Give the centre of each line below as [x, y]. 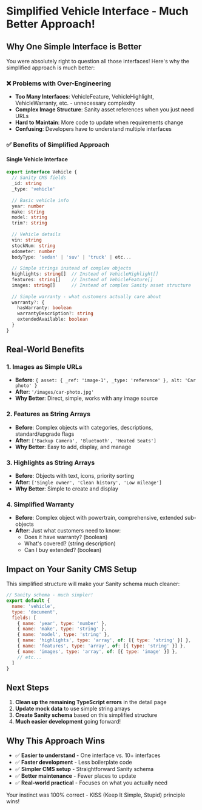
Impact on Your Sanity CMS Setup [72, 569]
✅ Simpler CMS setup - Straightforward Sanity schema [84, 769]
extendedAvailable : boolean [52, 319]
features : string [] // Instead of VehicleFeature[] [82, 280]
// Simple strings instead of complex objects [72, 268]
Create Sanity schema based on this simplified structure [86, 715]
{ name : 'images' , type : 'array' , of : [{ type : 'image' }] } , [97, 651]
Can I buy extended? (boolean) [63, 550]
